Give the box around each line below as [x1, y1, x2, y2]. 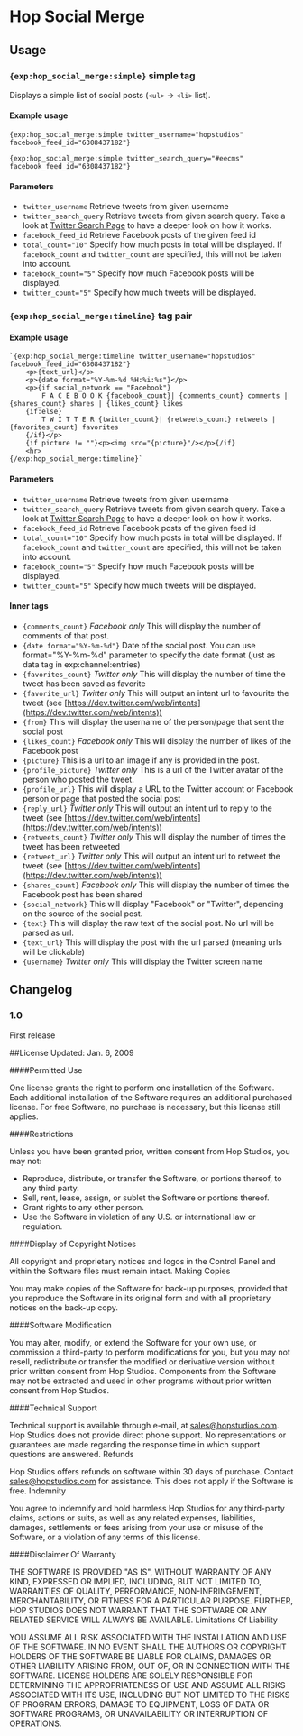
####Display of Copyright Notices [9, 1238, 137, 1249]
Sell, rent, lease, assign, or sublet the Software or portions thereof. [22, 1192, 270, 1203]
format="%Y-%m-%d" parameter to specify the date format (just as [22, 649, 276, 660]
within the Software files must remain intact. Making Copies [9, 1265, 231, 1276]
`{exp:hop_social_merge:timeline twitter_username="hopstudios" [9, 352, 256, 362]
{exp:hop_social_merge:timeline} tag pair [9, 309, 193, 322]
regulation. [22, 1220, 63, 1232]
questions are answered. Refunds [9, 1448, 134, 1459]
